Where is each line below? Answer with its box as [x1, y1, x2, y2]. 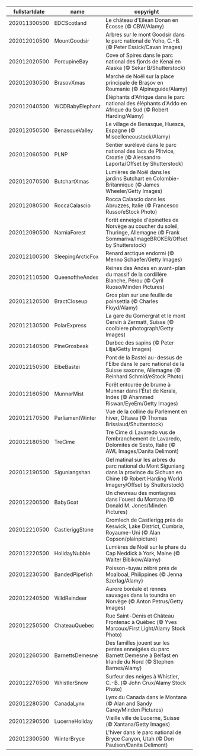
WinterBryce [54, 735, 85, 742]
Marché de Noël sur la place [105, 72, 175, 80]
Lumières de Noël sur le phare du [105, 543, 187, 551]
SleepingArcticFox [54, 253, 99, 260]
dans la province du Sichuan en [105, 468, 182, 475]
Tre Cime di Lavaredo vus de [105, 429, 176, 436]
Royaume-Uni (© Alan [105, 529, 161, 536]
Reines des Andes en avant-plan [105, 264, 186, 271]
